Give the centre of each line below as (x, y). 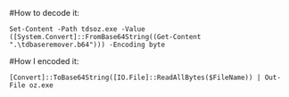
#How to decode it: (45, 13)
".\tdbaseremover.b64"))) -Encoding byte (87, 44)
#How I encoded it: (44, 61)
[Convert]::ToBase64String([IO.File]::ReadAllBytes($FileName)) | (135, 77)
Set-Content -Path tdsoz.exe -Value (77, 29)
